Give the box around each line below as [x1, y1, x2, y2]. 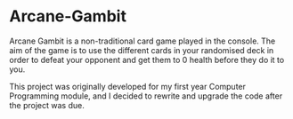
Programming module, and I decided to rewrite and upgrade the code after [9, 91, 283, 101]
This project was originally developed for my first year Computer [9, 81, 247, 91]
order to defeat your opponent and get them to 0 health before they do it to [9, 54, 285, 65]
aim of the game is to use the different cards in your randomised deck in [9, 44, 274, 55]
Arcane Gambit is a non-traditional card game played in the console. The [9, 36, 276, 46]
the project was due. [9, 99, 85, 110]
